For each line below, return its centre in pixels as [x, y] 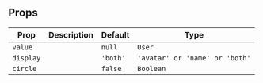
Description [71, 34]
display [27, 58]
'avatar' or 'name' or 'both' [194, 58]
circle [25, 69]
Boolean [152, 69]
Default [115, 34]
